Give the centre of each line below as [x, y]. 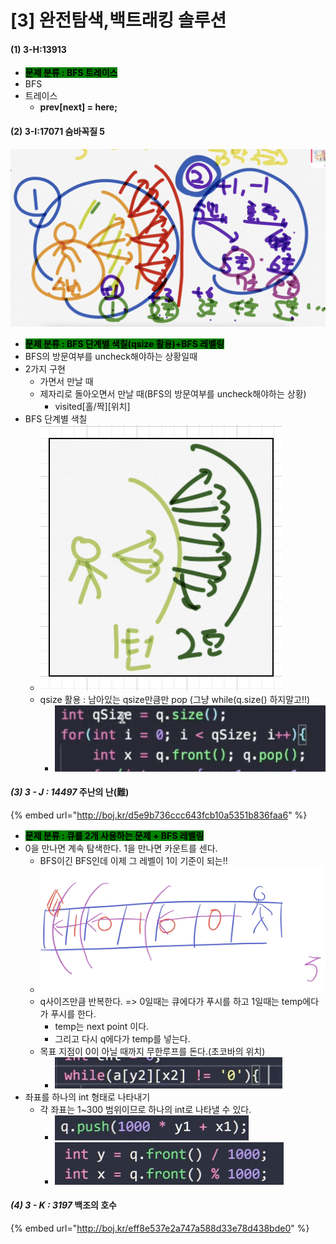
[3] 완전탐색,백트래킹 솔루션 [118, 20]
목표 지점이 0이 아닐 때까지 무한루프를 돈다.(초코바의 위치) [152, 1051]
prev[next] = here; [78, 107]
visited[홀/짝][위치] [92, 407]
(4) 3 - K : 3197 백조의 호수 [63, 1205]
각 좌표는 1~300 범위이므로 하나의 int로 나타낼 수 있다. [145, 1109]
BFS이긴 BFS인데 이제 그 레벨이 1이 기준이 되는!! [133, 860]
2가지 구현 [45, 369]
